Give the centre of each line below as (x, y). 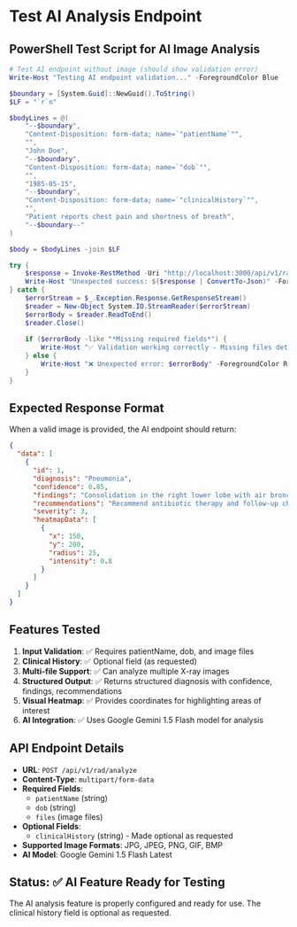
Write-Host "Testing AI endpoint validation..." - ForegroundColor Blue (144, 77)
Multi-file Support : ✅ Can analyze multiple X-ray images (126, 671)
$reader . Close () (55, 323)
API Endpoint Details (67, 748)
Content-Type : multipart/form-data (88, 779)
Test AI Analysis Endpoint (106, 16)
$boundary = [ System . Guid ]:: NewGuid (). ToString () (103, 93)
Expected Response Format (87, 408)
